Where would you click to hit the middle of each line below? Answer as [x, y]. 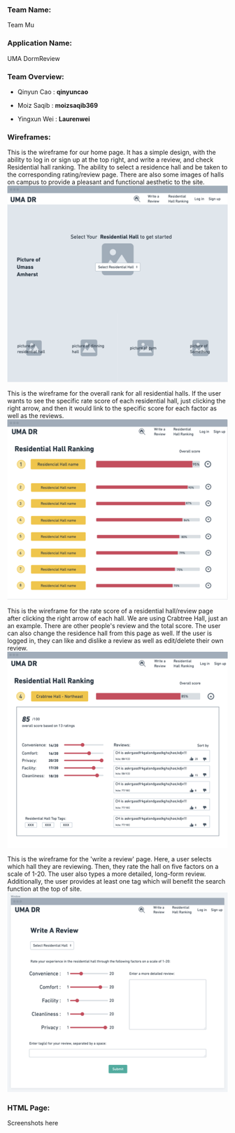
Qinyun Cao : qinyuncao [53, 92]
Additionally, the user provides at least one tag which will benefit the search [116, 881]
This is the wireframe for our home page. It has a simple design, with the [112, 153]
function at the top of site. [44, 889]
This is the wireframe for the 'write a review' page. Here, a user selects [109, 859]
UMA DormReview [34, 58]
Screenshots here [33, 1122]
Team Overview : [36, 76]
